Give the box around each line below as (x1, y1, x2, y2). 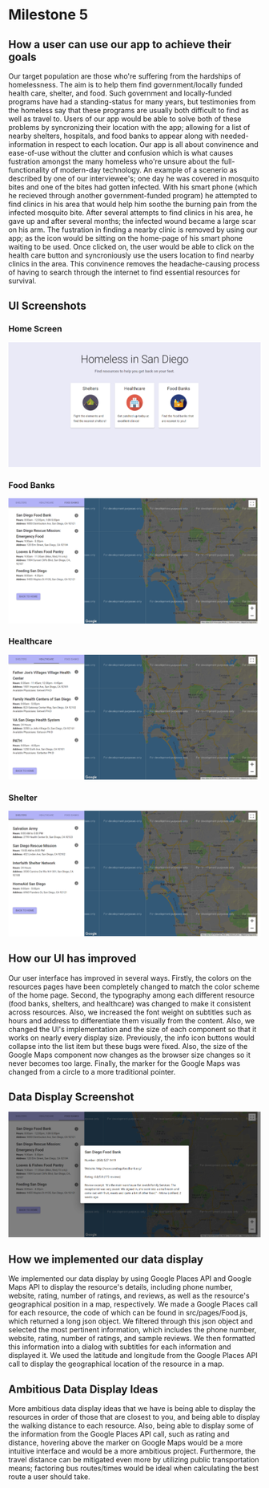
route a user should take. (8, 1472, 90, 1482)
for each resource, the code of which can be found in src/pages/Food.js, (8, 1308, 248, 1318)
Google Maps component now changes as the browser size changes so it (8, 1050, 251, 1059)
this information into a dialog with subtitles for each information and (8, 1342, 231, 1352)
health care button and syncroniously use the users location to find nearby (8, 250, 255, 260)
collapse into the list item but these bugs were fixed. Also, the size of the (8, 1041, 248, 1051)
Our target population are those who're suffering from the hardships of (8, 71, 242, 81)
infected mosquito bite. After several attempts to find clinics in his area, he (8, 208, 254, 218)
